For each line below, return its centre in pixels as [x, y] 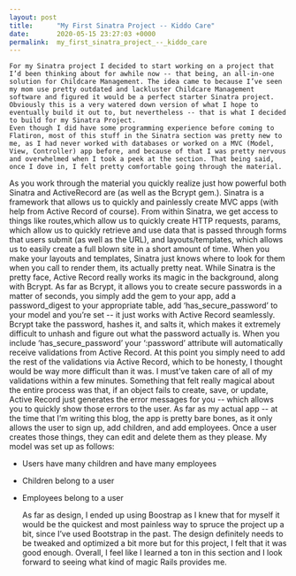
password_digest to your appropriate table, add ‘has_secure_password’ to [144, 305]
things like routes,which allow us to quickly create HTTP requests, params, [145, 221]
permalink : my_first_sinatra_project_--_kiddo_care [108, 42]
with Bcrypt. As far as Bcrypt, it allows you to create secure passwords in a [146, 287]
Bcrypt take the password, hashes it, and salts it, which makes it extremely [145, 325]
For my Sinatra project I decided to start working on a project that [142, 66]
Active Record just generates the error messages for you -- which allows [141, 400]
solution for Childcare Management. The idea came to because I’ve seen [146, 82]
